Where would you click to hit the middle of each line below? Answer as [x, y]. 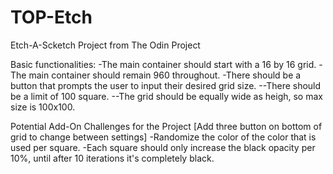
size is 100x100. [43, 107]
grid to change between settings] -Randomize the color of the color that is [163, 137]
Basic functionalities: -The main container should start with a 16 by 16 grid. [163, 64]
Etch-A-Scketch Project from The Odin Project [105, 45]
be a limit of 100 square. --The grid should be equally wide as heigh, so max [166, 96]
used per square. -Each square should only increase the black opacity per [163, 147]
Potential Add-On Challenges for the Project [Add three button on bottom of [166, 126]
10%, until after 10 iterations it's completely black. [112, 158]
